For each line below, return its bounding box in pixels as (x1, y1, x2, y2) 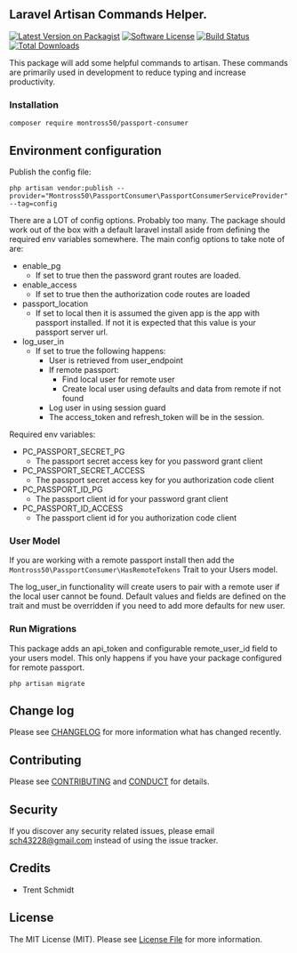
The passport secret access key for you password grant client (35, 456, 263, 466)
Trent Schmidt (21, 884, 75, 895)
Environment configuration (9, 142, 162, 158)
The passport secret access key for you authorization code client (35, 474, 275, 485)
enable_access (21, 279, 77, 290)
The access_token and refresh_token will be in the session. (48, 411, 265, 422)
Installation (9, 98, 60, 110)
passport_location (21, 298, 89, 309)
